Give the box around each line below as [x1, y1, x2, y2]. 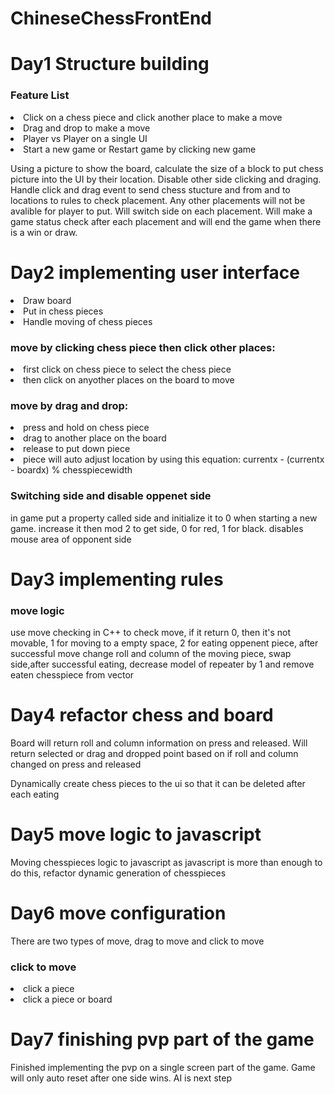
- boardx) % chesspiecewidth [10, 464, 133, 476]
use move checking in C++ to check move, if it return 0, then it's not [10, 626, 291, 638]
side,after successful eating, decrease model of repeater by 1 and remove [10, 658, 315, 670]
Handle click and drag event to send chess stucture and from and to [10, 183, 291, 196]
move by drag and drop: [10, 398, 129, 412]
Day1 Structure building [10, 53, 210, 76]
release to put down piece [23, 443, 131, 455]
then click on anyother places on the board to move [23, 373, 235, 386]
